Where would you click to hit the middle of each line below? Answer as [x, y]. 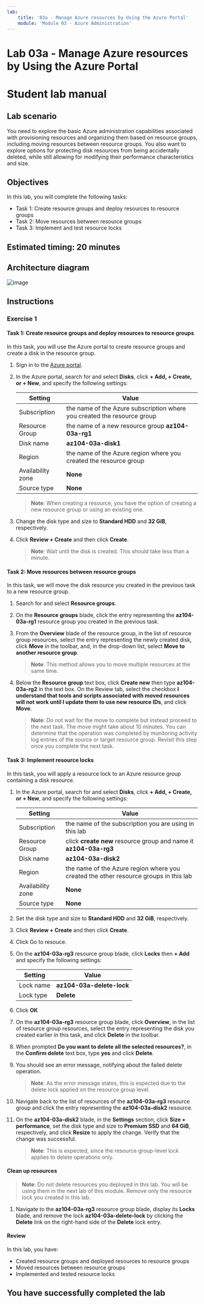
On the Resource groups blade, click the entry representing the [95, 615]
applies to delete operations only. [72, 1157]
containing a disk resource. [41, 780]
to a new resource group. [38, 592]
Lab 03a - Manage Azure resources [97, 53]
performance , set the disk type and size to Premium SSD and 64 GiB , [103, 1126]
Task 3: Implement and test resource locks [69, 228]
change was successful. [46, 1139]
